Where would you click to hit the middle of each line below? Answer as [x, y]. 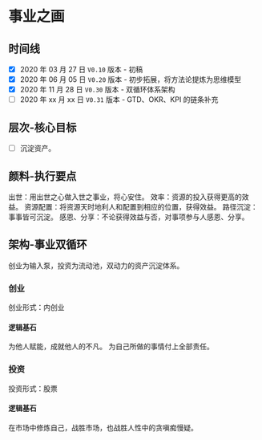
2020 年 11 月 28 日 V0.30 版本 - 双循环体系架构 [97, 90]
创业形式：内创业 [36, 308]
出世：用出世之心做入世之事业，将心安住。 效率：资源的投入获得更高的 [125, 197]
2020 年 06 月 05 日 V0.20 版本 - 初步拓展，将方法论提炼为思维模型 [131, 79]
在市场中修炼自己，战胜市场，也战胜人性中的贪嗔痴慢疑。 [103, 427]
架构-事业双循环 [48, 244]
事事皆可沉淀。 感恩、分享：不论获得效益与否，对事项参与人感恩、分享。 [129, 217]
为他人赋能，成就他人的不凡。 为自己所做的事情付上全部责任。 [111, 347]
